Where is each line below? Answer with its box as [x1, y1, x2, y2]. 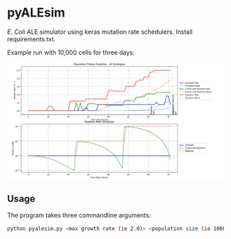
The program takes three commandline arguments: [7, 211, 151, 219]
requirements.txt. [7, 34, 56, 43]
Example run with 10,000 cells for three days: [7, 48, 135, 56]
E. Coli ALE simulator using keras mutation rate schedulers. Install [7, 28, 193, 36]
